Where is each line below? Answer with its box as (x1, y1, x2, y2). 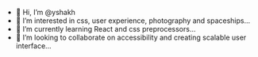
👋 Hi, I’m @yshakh (15, 8, 75, 17)
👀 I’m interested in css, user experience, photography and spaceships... (15, 16, 251, 25)
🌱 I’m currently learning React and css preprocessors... (15, 25, 196, 33)
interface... (15, 41, 52, 51)
